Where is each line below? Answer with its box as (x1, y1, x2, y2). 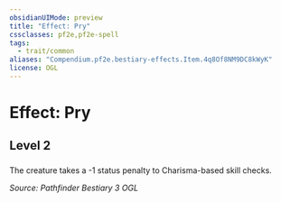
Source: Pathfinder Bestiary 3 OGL (9, 182, 138, 194)
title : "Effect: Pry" (9, 22, 91, 31)
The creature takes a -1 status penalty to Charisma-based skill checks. (9, 165, 273, 176)
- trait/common (17, 47, 75, 56)
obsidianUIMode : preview (9, 13, 103, 23)
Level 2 (9, 138, 52, 153)
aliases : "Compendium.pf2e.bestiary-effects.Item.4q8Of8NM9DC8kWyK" (9, 55, 273, 64)
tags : (9, 38, 30, 48)
